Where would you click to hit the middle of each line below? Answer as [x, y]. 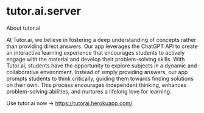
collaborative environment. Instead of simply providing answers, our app [97, 72]
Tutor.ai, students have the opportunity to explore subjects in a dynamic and [102, 66]
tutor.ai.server [44, 11]
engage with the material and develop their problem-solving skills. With [96, 59]
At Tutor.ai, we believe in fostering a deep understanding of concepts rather [101, 39]
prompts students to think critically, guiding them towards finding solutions [100, 78]
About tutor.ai [23, 28]
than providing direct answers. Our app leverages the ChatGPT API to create [102, 46]
